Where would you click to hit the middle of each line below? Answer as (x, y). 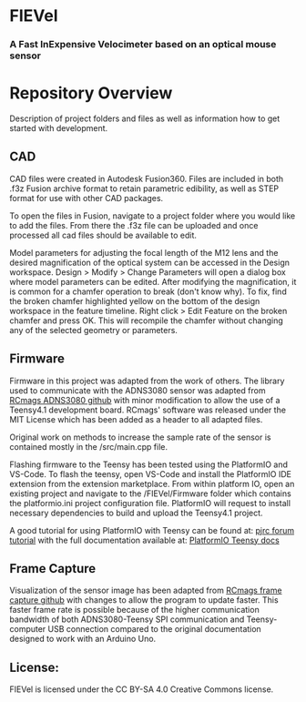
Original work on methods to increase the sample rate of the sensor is (140, 437)
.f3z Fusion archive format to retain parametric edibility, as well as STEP (144, 188)
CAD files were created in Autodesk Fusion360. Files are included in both (147, 178)
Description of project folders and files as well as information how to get (145, 118)
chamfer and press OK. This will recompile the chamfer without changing (147, 320)
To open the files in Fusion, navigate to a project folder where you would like (153, 216)
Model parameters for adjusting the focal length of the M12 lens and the (144, 252)
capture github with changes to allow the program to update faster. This (144, 600)
